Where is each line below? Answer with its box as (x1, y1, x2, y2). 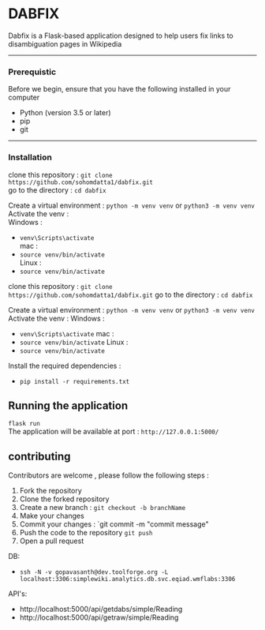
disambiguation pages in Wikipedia (8, 39, 122, 48)
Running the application (8, 399, 129, 412)
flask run (8, 420, 41, 428)
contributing (8, 449, 71, 463)
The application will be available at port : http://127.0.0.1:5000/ (8, 427, 219, 437)
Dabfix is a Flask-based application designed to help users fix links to (8, 31, 234, 40)
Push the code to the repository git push (19, 528, 153, 538)
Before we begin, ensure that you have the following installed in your (8, 84, 231, 94)
